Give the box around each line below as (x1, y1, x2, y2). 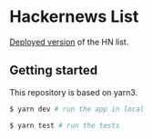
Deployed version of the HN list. (9, 36, 129, 47)
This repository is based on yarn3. (9, 86, 138, 97)
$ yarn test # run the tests (9, 121, 120, 130)
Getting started (9, 63, 98, 78)
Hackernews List (9, 6, 139, 27)
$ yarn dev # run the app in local (9, 104, 145, 114)
